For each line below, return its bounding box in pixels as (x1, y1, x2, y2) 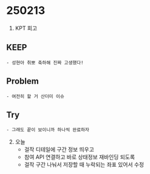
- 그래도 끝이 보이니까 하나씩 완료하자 (6, 127, 89, 133)
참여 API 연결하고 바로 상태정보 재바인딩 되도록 (24, 153, 135, 161)
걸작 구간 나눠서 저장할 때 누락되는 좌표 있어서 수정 (24, 161, 145, 169)
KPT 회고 (15, 24, 38, 32)
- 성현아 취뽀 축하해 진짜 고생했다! (6, 59, 84, 65)
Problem (6, 76, 39, 87)
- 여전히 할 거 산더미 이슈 (6, 93, 65, 99)
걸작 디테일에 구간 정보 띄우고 (24, 146, 94, 153)
